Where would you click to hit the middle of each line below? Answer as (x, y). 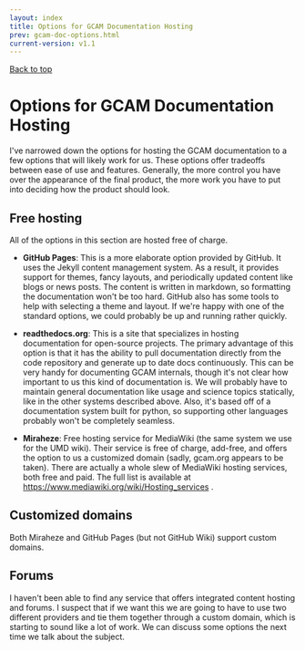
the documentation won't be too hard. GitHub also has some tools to (151, 296)
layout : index (36, 18)
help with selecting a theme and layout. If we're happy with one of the (153, 306)
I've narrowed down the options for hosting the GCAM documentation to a (148, 150)
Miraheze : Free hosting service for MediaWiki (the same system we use (158, 438)
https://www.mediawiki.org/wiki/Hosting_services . (118, 487)
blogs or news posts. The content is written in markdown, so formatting (157, 287)
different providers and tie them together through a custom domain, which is (152, 617)
